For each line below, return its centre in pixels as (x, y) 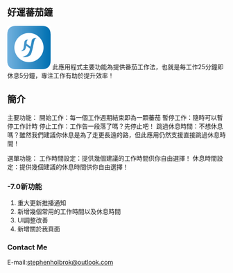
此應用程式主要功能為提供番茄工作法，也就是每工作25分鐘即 (138, 67)
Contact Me (27, 247)
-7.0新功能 (25, 186)
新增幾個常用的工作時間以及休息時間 (69, 211)
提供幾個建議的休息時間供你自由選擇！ (74, 167)
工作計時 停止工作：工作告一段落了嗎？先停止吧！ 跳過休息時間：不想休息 (118, 126)
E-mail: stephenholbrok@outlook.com (60, 263)
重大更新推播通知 (42, 202)
